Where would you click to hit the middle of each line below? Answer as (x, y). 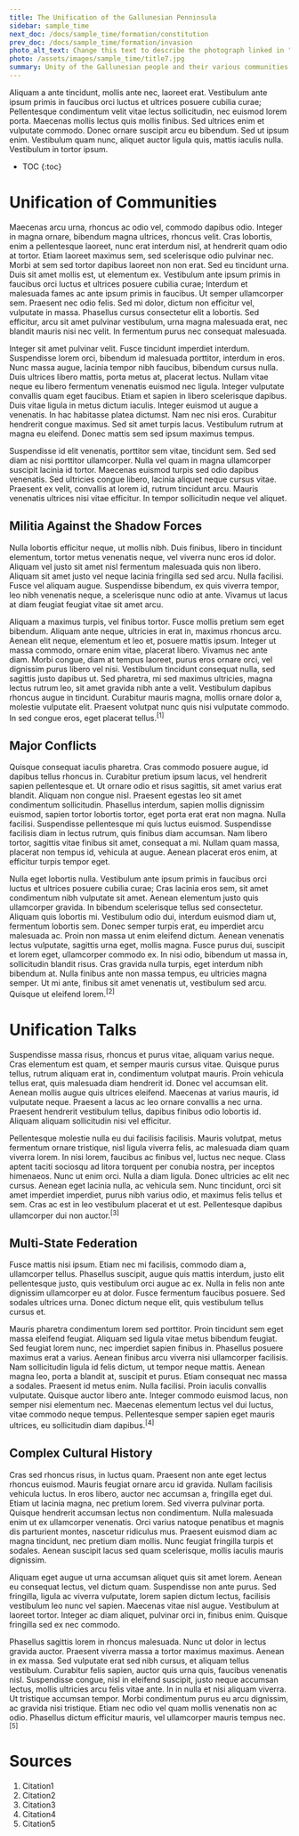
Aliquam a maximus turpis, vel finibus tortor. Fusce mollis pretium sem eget (147, 621)
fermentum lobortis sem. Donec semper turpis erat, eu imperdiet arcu (137, 926)
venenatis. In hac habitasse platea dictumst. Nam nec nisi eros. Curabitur (143, 414)
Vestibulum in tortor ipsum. (59, 149)
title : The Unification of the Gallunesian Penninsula (113, 17)
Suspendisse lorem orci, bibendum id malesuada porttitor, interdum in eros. (147, 358)
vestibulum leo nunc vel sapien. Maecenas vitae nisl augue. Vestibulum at (144, 1605)
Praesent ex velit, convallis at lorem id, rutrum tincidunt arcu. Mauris (134, 488)
